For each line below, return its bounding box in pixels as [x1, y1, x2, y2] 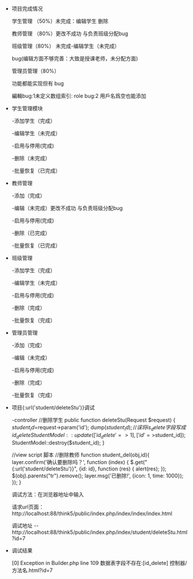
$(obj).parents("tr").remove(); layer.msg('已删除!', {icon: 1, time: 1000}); [11, 472, 184, 479]
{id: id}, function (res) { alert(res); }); [79, 465, 167, 472]
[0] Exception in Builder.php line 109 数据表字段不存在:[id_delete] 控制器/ [11, 559, 187, 566]
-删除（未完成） [11, 155, 51, 161]
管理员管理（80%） [11, 67, 60, 75]
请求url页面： [11, 503, 44, 510]
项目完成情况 [11, 5, 43, 12]
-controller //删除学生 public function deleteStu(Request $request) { [11, 417, 176, 424]
